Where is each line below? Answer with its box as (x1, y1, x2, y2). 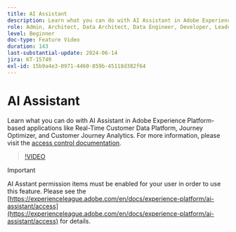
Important (7, 166, 36, 174)
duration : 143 (7, 43, 49, 50)
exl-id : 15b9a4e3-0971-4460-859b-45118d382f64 (7, 63, 146, 70)
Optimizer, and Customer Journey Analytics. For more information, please (7, 131, 221, 139)
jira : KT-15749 (7, 56, 52, 63)
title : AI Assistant (7, 10, 68, 18)
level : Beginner (7, 30, 55, 37)
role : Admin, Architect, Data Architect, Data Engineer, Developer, (7, 23, 212, 30)
